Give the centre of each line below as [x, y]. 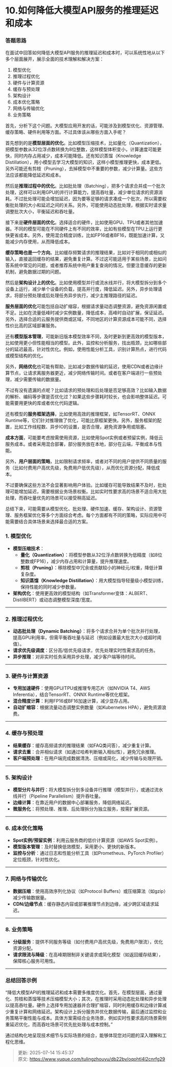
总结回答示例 [21, 980]
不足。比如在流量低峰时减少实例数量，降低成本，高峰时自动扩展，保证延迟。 [86, 313]
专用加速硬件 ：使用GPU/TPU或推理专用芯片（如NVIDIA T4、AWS [81, 688]
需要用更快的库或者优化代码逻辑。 [46, 403]
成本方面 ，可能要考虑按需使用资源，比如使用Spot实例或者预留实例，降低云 [84, 438]
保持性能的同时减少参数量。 [50, 587]
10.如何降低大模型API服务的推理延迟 [82, 11]
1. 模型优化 [18, 536]
